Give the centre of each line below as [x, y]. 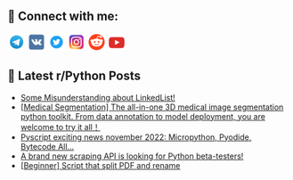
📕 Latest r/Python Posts [74, 76]
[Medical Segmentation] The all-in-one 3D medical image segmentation [152, 107]
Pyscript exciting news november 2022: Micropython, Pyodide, [136, 137]
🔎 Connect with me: [63, 16]
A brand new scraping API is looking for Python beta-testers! [132, 156]
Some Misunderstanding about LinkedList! [98, 97]
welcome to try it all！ [60, 127]
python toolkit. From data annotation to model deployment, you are [142, 116]
